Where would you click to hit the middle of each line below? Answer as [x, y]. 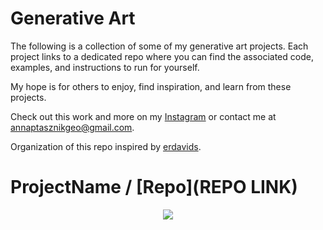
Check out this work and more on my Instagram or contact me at [143, 116]
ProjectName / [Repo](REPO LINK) [154, 187]
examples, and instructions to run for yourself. [105, 67]
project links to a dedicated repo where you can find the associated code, [162, 56]
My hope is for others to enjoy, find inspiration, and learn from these [151, 86]
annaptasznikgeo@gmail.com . [72, 127]
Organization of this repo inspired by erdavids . [106, 146]
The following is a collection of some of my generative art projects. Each [159, 46]
